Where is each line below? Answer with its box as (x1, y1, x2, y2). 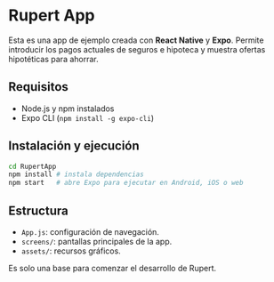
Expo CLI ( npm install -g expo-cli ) (20, 112, 155, 123)
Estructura (8, 203, 68, 218)
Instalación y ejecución (8, 139, 140, 154)
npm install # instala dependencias (8, 170, 144, 179)
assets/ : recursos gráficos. (20, 246, 121, 256)
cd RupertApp (8, 162, 57, 171)
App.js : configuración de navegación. (20, 227, 159, 237)
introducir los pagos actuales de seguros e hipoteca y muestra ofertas (8, 44, 266, 54)
